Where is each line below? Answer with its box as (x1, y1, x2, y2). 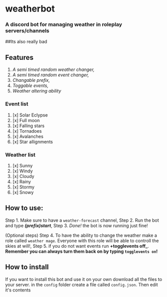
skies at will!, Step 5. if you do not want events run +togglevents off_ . (5, 243, 149, 249)
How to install (5, 263, 49, 271)
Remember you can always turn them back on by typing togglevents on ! (5, 248, 158, 254)
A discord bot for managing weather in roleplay (5, 21, 122, 28)
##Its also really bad (5, 39, 48, 45)
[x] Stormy (12, 184, 35, 190)
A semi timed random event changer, (12, 72, 89, 78)
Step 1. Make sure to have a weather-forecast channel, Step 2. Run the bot (5, 217, 159, 223)
